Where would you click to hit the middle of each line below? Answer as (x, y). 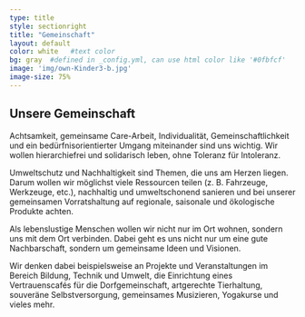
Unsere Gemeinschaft (73, 114)
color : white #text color (63, 52)
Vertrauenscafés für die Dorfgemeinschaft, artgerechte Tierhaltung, (136, 285)
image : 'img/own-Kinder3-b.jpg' (70, 69)
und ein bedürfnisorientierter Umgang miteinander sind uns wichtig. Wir (144, 145)
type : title (32, 18)
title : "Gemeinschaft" (52, 35)
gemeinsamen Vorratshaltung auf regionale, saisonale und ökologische (142, 202)
